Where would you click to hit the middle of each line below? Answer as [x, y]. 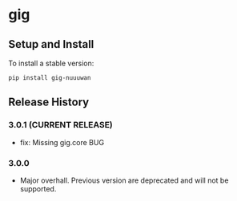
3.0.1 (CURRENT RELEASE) [61, 125]
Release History [49, 102]
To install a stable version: [51, 63]
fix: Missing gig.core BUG [62, 142]
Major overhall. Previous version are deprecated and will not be [124, 180]
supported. [38, 188]
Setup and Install [51, 44]
